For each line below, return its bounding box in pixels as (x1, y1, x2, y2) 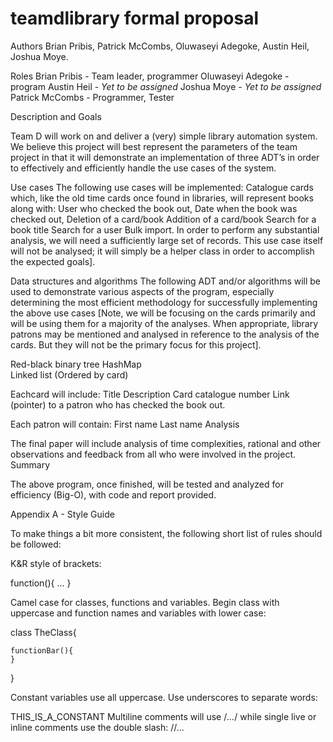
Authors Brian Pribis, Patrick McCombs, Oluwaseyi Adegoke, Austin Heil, (10, 40, 310, 52)
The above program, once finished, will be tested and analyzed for (10, 478, 284, 490)
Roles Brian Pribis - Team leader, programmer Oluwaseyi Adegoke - (10, 70, 290, 82)
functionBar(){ (10, 645, 74, 656)
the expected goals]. (10, 255, 96, 267)
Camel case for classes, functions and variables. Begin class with (10, 596, 280, 608)
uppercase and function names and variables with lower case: (10, 607, 267, 619)
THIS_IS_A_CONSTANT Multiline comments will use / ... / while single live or (10, 710, 317, 722)
